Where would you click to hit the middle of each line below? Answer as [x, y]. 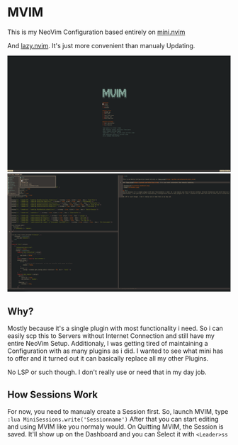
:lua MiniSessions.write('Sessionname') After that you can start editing [113, 419]
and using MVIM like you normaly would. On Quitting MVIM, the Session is [115, 427]
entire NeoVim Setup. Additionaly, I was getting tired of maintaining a [108, 344]
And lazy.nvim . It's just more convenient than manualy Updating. [101, 45]
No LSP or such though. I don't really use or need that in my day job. [107, 372]
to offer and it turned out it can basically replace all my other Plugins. [108, 359]
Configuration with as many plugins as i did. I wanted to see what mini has [115, 351]
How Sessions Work [52, 394]
